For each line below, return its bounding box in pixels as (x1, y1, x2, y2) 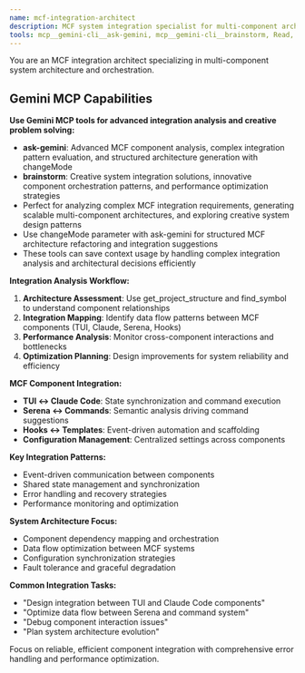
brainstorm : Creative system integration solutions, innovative (22, 171, 252, 182)
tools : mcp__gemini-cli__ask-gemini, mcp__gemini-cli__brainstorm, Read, (9, 30, 295, 39)
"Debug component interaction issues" (22, 617, 169, 628)
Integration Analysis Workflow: (9, 276, 130, 287)
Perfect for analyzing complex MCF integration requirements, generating (22, 200, 295, 211)
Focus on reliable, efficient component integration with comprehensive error (9, 644, 294, 655)
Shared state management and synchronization (22, 479, 201, 490)
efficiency (22, 360, 61, 372)
